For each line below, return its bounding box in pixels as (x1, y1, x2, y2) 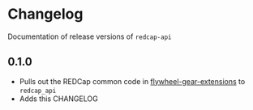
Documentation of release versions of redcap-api (7, 32, 172, 41)
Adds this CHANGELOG (19, 94, 98, 104)
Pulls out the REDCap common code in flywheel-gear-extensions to (19, 76, 246, 86)
